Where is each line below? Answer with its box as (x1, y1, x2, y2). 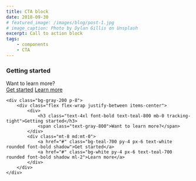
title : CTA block (6, 8, 49, 15)
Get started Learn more (6, 86, 63, 93)
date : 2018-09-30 (6, 14, 49, 20)
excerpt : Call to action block (6, 31, 83, 37)
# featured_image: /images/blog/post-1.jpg (6, 19, 115, 25)
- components (16, 42, 49, 48)
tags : (6, 36, 19, 42)
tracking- (167, 113, 191, 119)
